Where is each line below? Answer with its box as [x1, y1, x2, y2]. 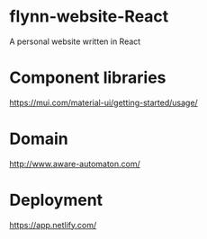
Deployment [9, 190, 103, 210]
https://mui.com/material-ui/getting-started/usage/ [9, 97, 198, 108]
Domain [9, 128, 69, 149]
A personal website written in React [9, 36, 141, 47]
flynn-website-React [9, 6, 169, 27]
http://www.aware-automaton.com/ [9, 158, 141, 169]
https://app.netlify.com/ [9, 219, 97, 230]
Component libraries [9, 67, 166, 88]
